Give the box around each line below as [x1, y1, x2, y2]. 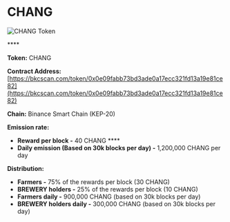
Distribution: [7, 164, 44, 172]
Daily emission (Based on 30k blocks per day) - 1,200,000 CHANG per [17, 143, 221, 152]
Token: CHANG [7, 53, 52, 62]
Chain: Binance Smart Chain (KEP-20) [7, 110, 116, 118]
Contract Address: [7, 67, 61, 75]
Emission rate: [7, 123, 50, 131]
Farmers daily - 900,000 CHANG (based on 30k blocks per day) [17, 192, 201, 201]
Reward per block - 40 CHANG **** [17, 136, 121, 145]
